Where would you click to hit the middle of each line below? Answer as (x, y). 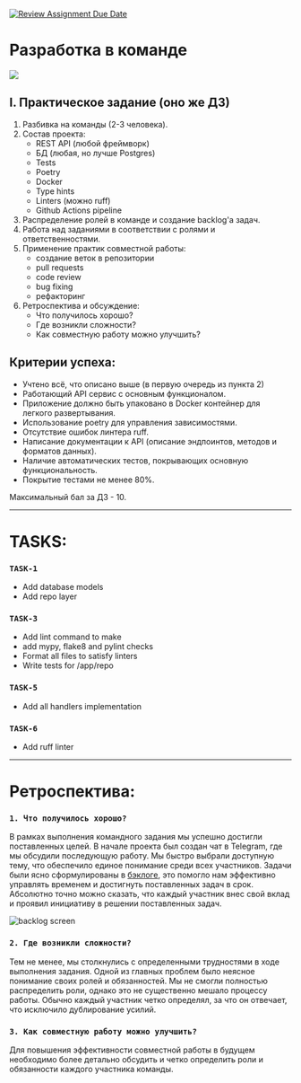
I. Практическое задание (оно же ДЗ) (120, 103)
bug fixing (54, 286)
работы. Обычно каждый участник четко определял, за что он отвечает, (148, 999)
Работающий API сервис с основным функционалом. (124, 393)
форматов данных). (59, 451)
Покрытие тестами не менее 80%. (88, 480)
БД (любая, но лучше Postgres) (95, 153)
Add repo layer (50, 596)
